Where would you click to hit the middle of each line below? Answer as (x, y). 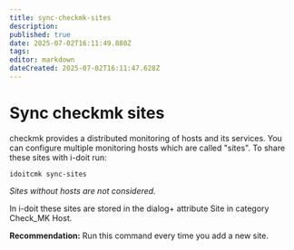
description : (34, 26)
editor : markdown (42, 60)
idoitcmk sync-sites (49, 174)
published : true (40, 34)
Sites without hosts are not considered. (83, 190)
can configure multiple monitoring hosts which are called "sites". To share (147, 148)
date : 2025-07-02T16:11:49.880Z (70, 43)
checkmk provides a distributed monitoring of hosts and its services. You (146, 138)
